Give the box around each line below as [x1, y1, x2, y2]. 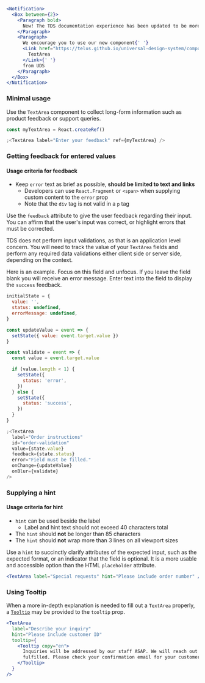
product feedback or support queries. [6, 114, 101, 122]
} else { [12, 389, 34, 395]
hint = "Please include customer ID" [12, 631, 103, 638]
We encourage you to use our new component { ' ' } [22, 40, 149, 46]
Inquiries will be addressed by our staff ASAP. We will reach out [22, 649, 198, 655]
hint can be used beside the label [15, 517, 101, 524]
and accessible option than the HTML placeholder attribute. [6, 561, 157, 569]
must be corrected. [6, 225, 55, 233]
